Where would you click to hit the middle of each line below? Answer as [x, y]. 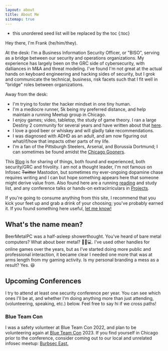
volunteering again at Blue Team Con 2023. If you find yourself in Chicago [82, 333]
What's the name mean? [44, 224]
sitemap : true [20, 19]
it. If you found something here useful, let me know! [58, 209]
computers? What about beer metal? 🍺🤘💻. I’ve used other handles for [77, 242]
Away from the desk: [27, 94]
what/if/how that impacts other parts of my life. [61, 141]
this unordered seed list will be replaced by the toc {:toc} [71, 34]
